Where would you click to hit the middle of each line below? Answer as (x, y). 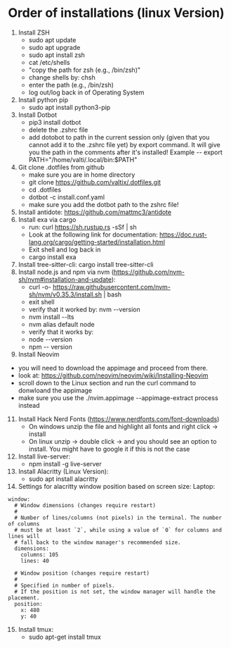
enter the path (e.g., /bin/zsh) (71, 85)
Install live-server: (44, 456)
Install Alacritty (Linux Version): (63, 471)
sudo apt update (52, 39)
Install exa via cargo (47, 219)
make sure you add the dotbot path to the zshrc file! (104, 204)
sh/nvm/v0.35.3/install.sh (65, 294)
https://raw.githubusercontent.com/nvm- (112, 287)
